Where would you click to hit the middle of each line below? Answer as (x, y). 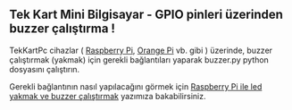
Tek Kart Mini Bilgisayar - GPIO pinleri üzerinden (146, 15)
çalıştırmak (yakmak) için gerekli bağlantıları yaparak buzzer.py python (139, 59)
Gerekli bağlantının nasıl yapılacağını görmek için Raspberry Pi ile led (136, 86)
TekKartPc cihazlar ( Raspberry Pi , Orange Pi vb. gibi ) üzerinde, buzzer (141, 50)
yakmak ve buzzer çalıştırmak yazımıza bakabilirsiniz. (108, 96)
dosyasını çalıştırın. (45, 69)
